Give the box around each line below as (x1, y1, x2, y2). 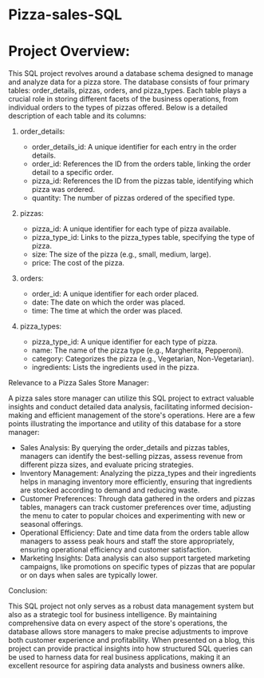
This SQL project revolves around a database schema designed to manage (8, 69, 254, 78)
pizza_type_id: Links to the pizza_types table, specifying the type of (31, 233, 255, 242)
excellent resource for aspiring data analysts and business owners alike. (8, 661, 246, 671)
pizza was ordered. (31, 185, 96, 194)
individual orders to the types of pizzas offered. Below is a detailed (8, 102, 228, 113)
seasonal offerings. (19, 520, 84, 529)
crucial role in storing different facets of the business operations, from (8, 94, 239, 104)
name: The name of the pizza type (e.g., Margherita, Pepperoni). (31, 345, 244, 355)
